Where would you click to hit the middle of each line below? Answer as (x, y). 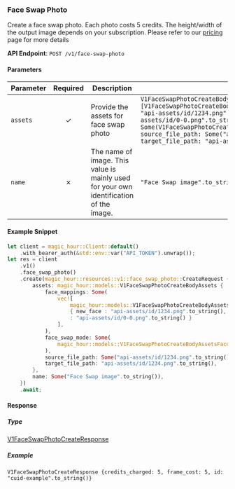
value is (104, 169)
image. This (110, 160)
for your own (112, 186)
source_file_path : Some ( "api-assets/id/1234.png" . (120, 357)
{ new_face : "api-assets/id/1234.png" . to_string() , (148, 312)
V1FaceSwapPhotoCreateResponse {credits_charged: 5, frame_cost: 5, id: (115, 472)
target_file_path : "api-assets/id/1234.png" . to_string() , (131, 364)
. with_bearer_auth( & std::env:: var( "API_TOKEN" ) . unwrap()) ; (108, 253)
